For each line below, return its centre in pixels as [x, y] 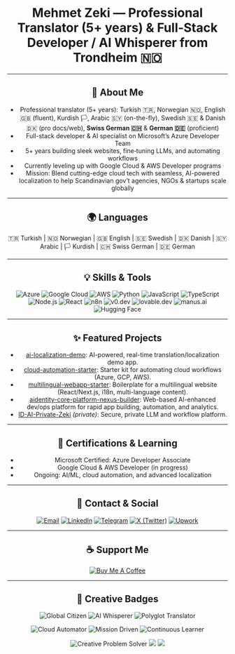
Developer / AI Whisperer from [117, 43]
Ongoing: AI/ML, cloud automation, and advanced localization [123, 475]
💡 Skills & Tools [117, 278]
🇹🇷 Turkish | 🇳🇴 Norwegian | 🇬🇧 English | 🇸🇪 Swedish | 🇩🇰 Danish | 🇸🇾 [117, 238]
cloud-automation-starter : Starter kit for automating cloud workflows [122, 370]
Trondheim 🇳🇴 [117, 58]
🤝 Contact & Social [117, 503]
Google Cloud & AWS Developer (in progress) [123, 467]
